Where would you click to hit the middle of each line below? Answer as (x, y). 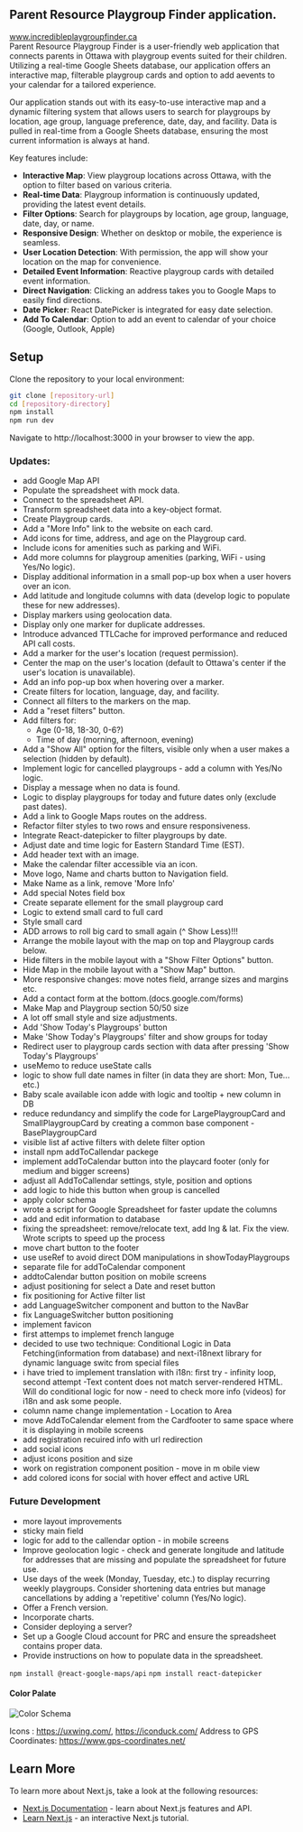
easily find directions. (62, 300)
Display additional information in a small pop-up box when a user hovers (156, 577)
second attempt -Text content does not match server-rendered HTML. (152, 1382)
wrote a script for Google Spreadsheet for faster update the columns (150, 1209)
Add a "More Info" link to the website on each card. (118, 529)
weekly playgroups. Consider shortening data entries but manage (144, 1588)
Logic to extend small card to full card (93, 912)
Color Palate (33, 1693)
